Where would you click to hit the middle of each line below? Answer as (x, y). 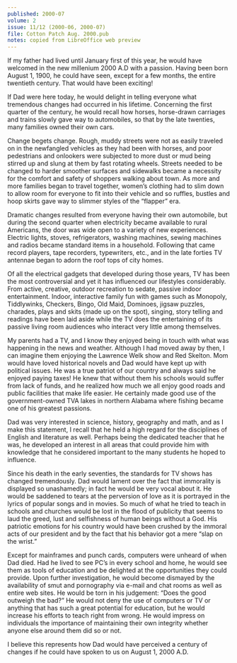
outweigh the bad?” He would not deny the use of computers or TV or (109, 601)
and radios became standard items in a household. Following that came (111, 245)
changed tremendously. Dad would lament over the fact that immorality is (114, 481)
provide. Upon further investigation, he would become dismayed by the (111, 578)
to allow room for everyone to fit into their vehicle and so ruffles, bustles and (118, 194)
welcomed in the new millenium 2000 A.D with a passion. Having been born (118, 68)
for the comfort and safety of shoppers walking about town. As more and (114, 179)
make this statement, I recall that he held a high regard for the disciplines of (117, 429)
